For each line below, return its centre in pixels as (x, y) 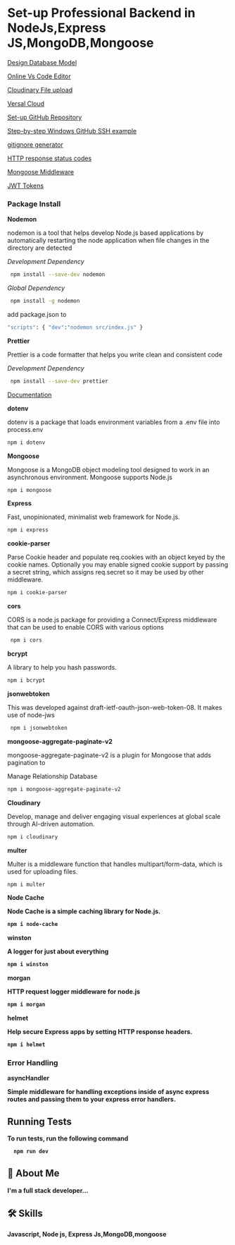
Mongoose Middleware (41, 172)
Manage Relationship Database (52, 776)
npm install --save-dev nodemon (58, 275)
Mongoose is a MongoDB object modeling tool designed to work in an (108, 469)
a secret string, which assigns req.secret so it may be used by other (106, 572)
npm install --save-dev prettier (59, 381)
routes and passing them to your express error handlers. (91, 1100)
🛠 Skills (25, 1214)
